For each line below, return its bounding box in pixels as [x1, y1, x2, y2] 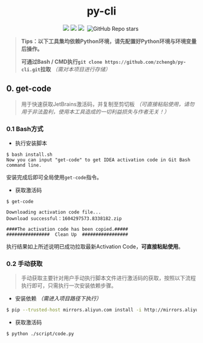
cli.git [21, 67, 40, 73]
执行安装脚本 [14, 139, 47, 147]
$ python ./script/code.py [6, 331, 74, 337]
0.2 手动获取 [6, 259, 43, 268]
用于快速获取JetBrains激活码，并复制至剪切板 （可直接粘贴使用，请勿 [21, 100, 195, 107]
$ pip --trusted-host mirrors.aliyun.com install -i [6, 307, 142, 313]
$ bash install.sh [6, 152, 53, 158]
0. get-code [6, 84, 51, 94]
